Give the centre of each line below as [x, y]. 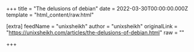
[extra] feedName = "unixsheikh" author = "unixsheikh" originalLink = [92, 26]
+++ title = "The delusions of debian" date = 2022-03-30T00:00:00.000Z [97, 9]
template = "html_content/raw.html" [50, 15]
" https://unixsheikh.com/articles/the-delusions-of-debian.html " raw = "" [95, 32]
